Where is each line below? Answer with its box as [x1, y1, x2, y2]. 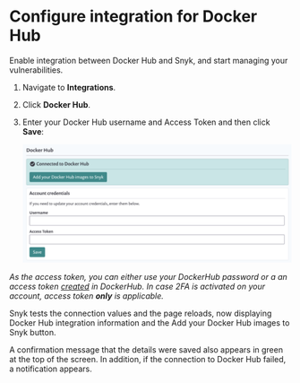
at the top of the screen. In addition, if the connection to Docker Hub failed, [9, 353, 287, 364]
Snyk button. [9, 326, 56, 337]
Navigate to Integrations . [21, 82, 116, 92]
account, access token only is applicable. [9, 290, 164, 301]
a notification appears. [9, 363, 92, 374]
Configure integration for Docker [9, 6, 258, 27]
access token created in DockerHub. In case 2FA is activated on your [9, 281, 266, 292]
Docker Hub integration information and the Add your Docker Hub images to [9, 317, 290, 328]
